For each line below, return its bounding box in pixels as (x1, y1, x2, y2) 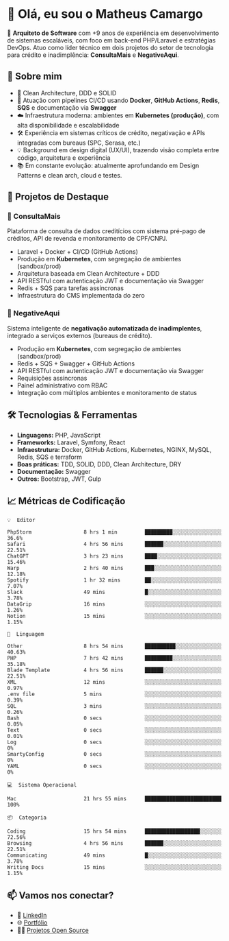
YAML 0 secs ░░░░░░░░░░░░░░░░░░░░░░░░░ (7, 763, 222, 770)
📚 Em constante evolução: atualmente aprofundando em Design (16, 161, 200, 169)
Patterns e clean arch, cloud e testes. (16, 171, 122, 179)
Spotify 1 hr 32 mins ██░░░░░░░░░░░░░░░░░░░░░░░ (7, 577, 222, 584)
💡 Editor (7, 517, 36, 524)
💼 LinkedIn (16, 912, 47, 920)
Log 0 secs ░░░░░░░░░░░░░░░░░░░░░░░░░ (7, 739, 222, 746)
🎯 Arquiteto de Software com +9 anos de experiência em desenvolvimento (7, 29, 219, 37)
